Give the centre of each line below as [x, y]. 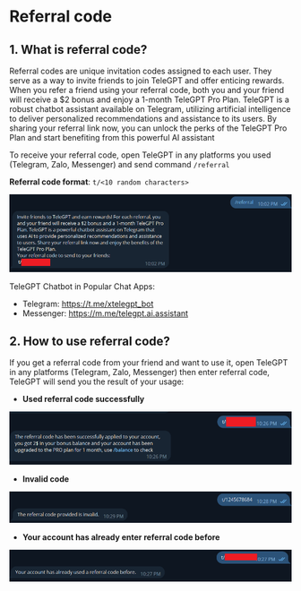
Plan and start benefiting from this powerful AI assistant [112, 137]
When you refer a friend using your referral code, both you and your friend [147, 90]
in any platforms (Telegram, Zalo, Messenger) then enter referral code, [140, 373]
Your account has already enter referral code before [121, 537]
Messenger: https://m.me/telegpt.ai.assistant [105, 313]
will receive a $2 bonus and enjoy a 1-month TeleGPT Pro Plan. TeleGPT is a [149, 99]
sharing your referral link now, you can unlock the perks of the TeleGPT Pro [148, 128]
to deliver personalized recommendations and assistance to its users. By [143, 119]
